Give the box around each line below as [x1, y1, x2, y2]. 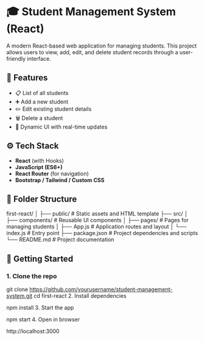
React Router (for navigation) [15, 170, 90, 177]
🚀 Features [6, 72, 48, 83]
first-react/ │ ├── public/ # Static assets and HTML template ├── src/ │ [6, 210, 188, 217]
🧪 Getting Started [6, 253, 74, 264]
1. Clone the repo [6, 272, 57, 280]
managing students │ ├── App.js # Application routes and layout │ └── [6, 223, 187, 230]
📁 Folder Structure [6, 194, 77, 204]
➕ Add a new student [15, 98, 69, 105]
